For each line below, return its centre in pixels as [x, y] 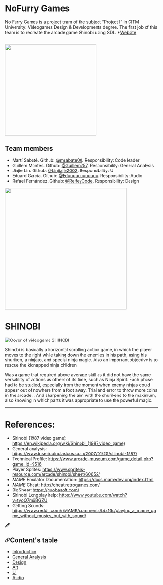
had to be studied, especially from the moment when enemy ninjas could [78, 385]
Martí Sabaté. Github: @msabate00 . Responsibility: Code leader [76, 160]
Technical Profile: [29, 459]
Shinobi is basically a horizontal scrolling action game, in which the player [79, 349]
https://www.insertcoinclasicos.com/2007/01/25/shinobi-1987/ [74, 453]
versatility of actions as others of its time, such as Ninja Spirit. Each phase [79, 379]
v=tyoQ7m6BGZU [30, 500]
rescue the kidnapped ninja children [41, 365]
